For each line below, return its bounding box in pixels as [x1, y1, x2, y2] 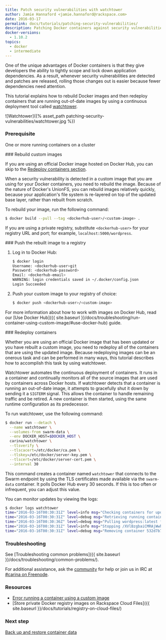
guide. [108, 320, 122, 325]
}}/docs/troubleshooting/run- [81, 315, 141, 320]
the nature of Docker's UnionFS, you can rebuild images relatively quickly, [5, 186, 156, 192]
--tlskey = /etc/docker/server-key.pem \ [9, 452, 92, 457]
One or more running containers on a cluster [5, 141, 95, 147]
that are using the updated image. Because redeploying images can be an [5, 349, 156, 355]
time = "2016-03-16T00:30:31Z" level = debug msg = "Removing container [5, 528, 145, 533]
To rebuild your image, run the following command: [5, 206, 109, 212]
